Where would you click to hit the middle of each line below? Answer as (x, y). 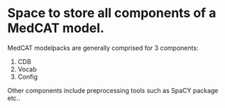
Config (27, 77)
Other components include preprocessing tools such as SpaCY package (113, 90)
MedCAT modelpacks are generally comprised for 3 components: (103, 48)
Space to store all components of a (112, 13)
